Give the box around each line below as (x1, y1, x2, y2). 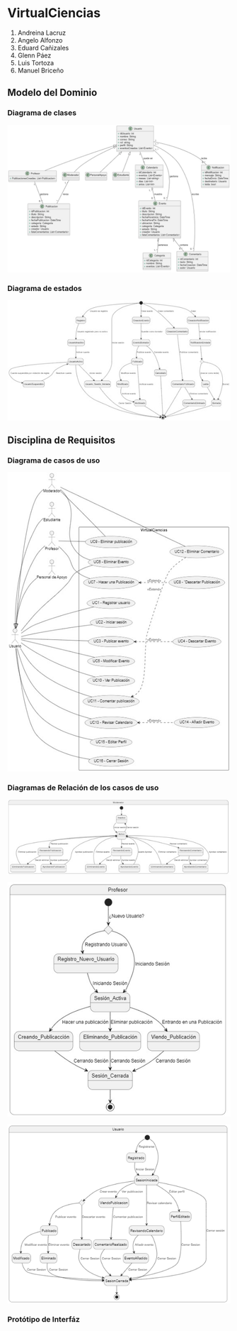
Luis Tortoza (17, 58, 54, 67)
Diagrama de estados (7, 284, 83, 294)
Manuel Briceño (17, 66, 64, 74)
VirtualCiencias (7, 5, 101, 21)
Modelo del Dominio (7, 87, 98, 99)
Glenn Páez (17, 51, 52, 60)
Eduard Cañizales (17, 43, 69, 52)
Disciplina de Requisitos (7, 434, 115, 446)
